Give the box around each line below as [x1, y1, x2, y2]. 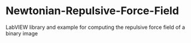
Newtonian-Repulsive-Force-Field [5, 4, 179, 18]
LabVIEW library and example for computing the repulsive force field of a [5, 24, 186, 31]
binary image [5, 29, 38, 37]
